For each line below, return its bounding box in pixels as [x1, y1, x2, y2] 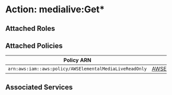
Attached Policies [5, 41, 63, 50]
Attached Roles [5, 24, 55, 33]
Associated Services [5, 83, 73, 91]
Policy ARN [63, 56, 92, 64]
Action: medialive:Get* [5, 4, 105, 15]
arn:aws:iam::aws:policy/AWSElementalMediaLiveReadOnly [8, 66, 147, 72]
